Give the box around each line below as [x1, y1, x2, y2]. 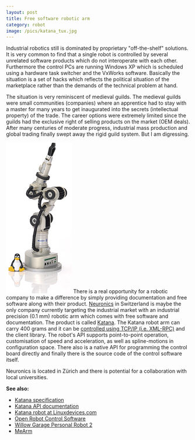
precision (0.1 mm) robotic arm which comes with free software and [6, 313, 169, 320]
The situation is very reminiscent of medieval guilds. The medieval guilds [6, 94, 181, 101]
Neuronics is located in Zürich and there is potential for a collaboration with [6, 367, 187, 374]
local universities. [6, 374, 48, 381]
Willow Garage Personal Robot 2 [14, 421, 93, 428]
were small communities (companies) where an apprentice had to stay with [6, 99, 187, 106]
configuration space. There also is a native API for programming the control [6, 344, 187, 351]
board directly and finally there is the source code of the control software [6, 350, 182, 357]
